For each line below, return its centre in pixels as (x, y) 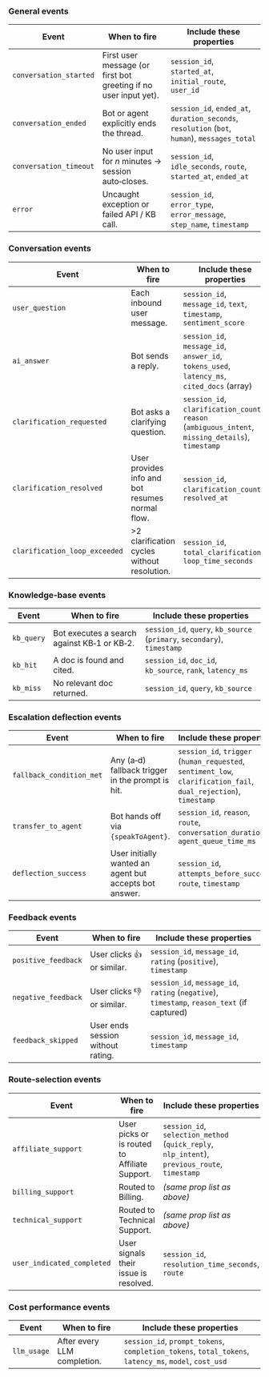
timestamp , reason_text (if (199, 1002)
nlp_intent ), (186, 1154)
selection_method (196, 1135)
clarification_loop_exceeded (68, 551)
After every (78, 1341)
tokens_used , (207, 366)
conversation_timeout (53, 167)
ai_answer (31, 361)
